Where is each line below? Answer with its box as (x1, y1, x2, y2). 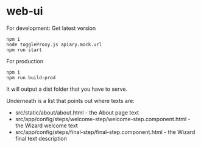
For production (6, 57, 44, 65)
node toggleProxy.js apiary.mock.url (6, 41, 102, 48)
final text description (15, 135, 67, 142)
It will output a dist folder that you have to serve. (6, 85, 128, 93)
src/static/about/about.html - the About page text (15, 108, 139, 116)
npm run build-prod (6, 74, 56, 80)
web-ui (6, 4, 43, 18)
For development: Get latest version (6, 24, 96, 32)
